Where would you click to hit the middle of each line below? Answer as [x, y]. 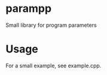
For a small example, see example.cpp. [53, 65]
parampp [29, 9]
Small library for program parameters [51, 25]
